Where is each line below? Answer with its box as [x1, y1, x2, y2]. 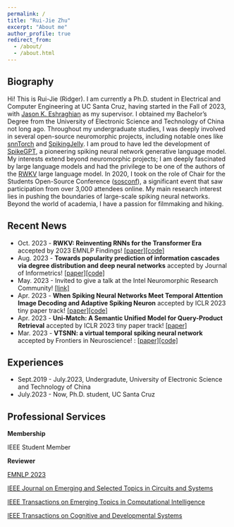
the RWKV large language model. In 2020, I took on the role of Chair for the [7, 169, 226, 178]
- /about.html [13, 50, 55, 57]
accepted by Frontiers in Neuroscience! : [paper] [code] [17, 336, 178, 344]
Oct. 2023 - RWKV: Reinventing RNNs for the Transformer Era [17, 238, 202, 247]
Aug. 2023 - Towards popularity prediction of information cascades [17, 253, 220, 262]
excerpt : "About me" [7, 23, 68, 30]
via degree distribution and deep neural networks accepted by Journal [17, 261, 228, 269]
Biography [7, 75, 54, 88]
